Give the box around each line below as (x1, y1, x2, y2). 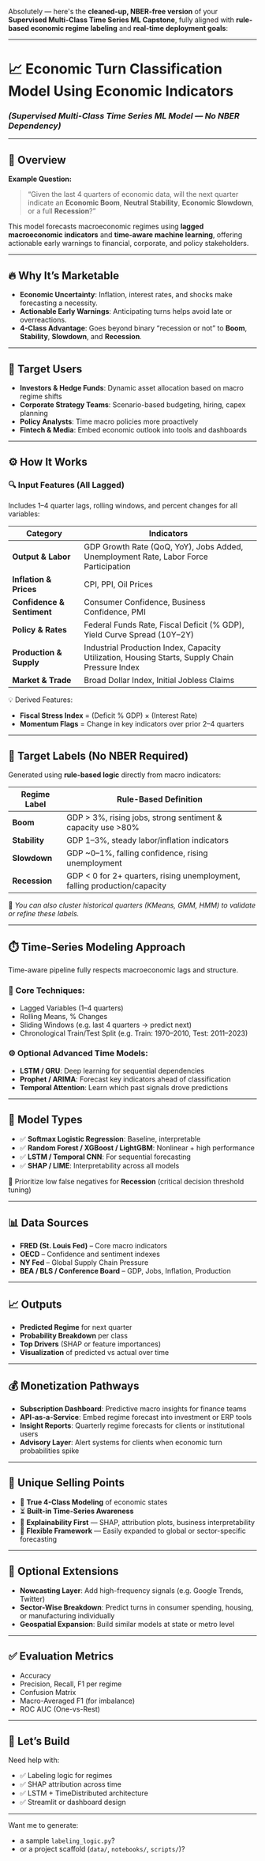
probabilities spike (19, 1446, 80, 1455)
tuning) (8, 1185, 32, 1195)
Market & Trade (12, 674, 72, 685)
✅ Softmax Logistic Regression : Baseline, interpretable (19, 1134, 201, 1143)
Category (26, 527, 63, 538)
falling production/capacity (66, 881, 167, 892)
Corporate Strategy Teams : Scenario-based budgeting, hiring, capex (19, 399, 246, 410)
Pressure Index (84, 662, 140, 673)
